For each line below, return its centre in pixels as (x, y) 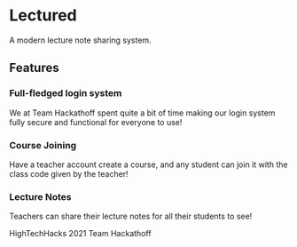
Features (34, 68)
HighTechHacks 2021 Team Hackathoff (81, 234)
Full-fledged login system (66, 93)
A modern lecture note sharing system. (81, 40)
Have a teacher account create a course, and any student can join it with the (148, 164)
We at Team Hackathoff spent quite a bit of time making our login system (142, 113)
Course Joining (43, 145)
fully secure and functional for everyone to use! (96, 122)
